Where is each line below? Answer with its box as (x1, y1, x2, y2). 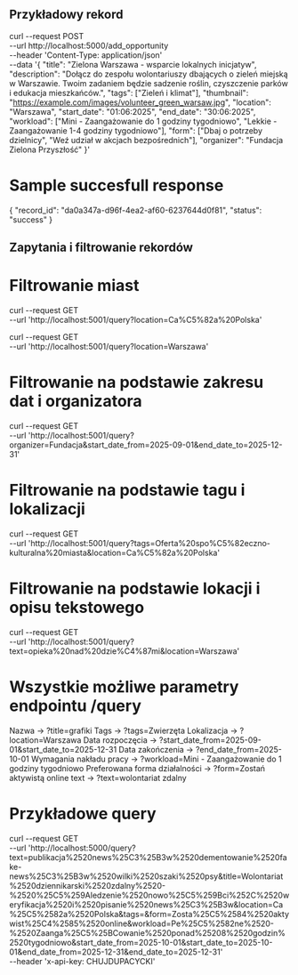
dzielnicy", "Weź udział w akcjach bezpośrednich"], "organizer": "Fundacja (9, 134, 284, 145)
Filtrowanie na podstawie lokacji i (9, 578, 261, 599)
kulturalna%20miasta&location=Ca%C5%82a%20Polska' (9, 547, 221, 558)
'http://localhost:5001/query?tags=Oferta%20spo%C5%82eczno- (28, 537, 271, 548)
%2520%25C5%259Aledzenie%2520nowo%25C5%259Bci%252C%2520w (9, 890, 290, 900)
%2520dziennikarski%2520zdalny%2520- (9, 880, 166, 890)
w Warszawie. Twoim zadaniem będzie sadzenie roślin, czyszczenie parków (9, 77, 289, 88)
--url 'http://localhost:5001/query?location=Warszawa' (9, 342, 209, 352)
